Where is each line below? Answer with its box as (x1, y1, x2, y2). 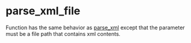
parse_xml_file (5, 4, 81, 18)
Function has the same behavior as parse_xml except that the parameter (5, 24, 185, 31)
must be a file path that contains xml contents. (5, 30, 121, 37)
